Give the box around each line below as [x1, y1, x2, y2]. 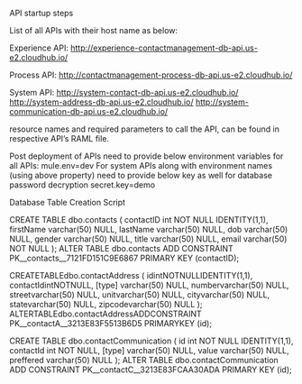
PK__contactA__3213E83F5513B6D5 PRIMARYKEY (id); [9, 318, 213, 328]
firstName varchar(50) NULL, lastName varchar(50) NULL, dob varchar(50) [9, 224, 288, 234]
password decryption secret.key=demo [9, 179, 156, 190]
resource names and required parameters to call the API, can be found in [9, 123, 279, 134]
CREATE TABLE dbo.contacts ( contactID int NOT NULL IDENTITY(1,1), [9, 215, 269, 224]
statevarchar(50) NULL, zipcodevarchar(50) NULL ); [9, 299, 203, 309]
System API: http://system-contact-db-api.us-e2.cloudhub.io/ [9, 87, 239, 97]
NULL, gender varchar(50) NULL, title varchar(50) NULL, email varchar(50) [9, 233, 288, 244]
